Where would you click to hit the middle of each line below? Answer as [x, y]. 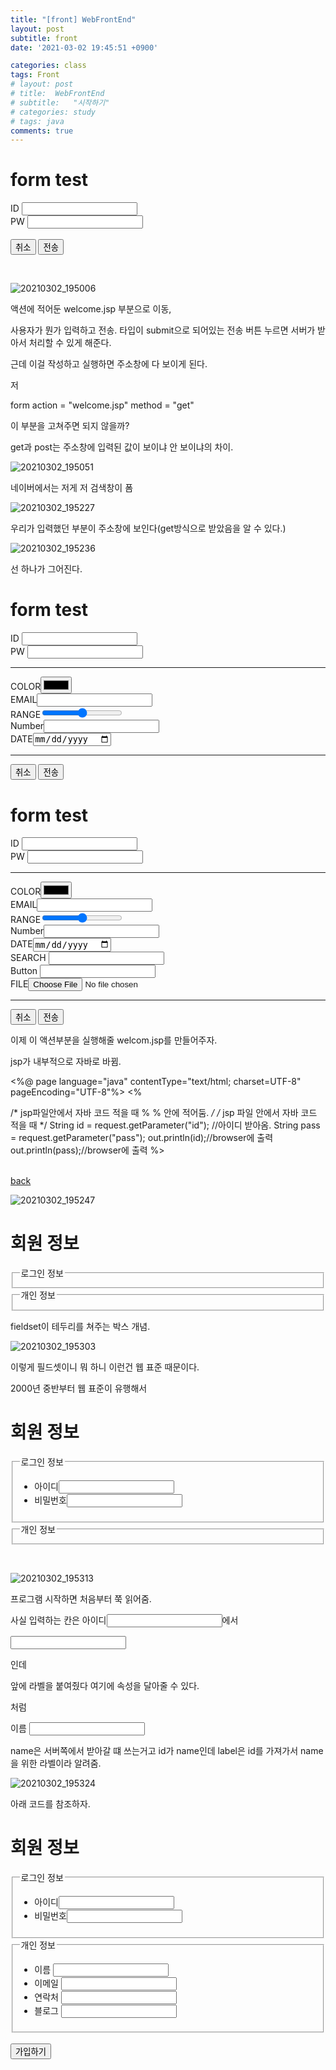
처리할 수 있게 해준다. [70, 343]
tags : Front [35, 75]
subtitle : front [44, 38]
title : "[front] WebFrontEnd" [73, 19]
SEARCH [28, 957]
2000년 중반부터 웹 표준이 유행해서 [79, 1388]
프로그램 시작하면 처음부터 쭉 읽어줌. [81, 1599]
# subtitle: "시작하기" [60, 102]
